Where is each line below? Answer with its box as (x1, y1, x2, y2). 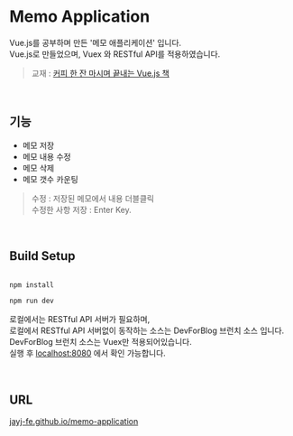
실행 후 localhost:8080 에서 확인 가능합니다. (9, 348, 167, 358)
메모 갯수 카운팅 (22, 173, 78, 184)
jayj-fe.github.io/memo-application (9, 416, 139, 427)
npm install (9, 280, 54, 290)
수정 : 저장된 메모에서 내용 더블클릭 (31, 192, 155, 204)
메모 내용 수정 (22, 151, 71, 162)
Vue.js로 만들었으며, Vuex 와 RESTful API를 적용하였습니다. (9, 48, 221, 60)
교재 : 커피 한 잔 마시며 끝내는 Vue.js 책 (31, 68, 169, 79)
